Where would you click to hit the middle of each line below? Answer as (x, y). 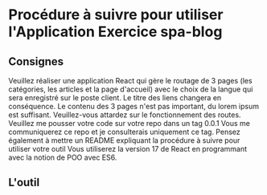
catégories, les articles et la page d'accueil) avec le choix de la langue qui (131, 89)
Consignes (36, 61)
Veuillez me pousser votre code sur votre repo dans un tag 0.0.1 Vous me (129, 123)
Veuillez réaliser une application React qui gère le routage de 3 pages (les (130, 81)
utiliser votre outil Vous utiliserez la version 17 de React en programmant (128, 149)
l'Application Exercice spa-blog (115, 32)
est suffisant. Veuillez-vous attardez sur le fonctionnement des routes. (125, 115)
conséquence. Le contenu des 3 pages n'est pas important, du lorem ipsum (134, 106)
